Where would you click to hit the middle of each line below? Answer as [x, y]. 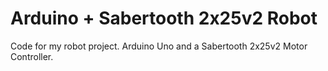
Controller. [32, 56]
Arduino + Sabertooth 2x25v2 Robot [164, 18]
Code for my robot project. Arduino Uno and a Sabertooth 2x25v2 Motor [159, 46]
